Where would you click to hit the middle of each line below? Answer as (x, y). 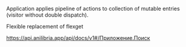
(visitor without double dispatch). (47, 15)
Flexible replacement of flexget (45, 26)
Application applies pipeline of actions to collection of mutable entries (93, 9)
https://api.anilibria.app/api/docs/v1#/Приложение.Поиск (78, 38)
